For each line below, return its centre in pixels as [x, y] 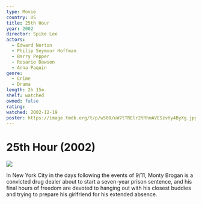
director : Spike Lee [32, 34]
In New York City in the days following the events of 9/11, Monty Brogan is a [100, 175]
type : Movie [21, 12]
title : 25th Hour [28, 23]
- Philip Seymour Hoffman [44, 51]
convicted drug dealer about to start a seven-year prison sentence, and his [99, 182]
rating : [16, 106]
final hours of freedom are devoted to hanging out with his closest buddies [99, 188]
